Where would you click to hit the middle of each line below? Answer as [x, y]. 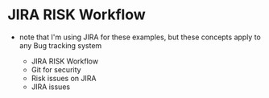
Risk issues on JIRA [64, 78]
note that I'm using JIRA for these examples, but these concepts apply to [140, 37]
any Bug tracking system [60, 45]
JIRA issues [50, 87]
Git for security [56, 69]
